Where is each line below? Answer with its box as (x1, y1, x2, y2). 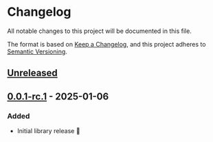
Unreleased (7, 67, 58, 79)
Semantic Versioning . (7, 47, 67, 56)
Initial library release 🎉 (16, 127, 80, 135)
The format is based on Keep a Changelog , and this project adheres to (7, 40, 206, 48)
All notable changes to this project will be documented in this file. (7, 27, 192, 35)
